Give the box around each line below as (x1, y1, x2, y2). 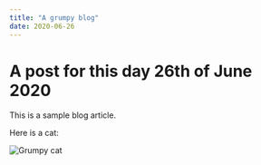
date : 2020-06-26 (9, 22, 75, 31)
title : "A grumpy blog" (9, 13, 100, 23)
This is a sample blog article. (9, 110, 116, 121)
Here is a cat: (9, 128, 59, 139)
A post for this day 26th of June (9, 61, 253, 82)
